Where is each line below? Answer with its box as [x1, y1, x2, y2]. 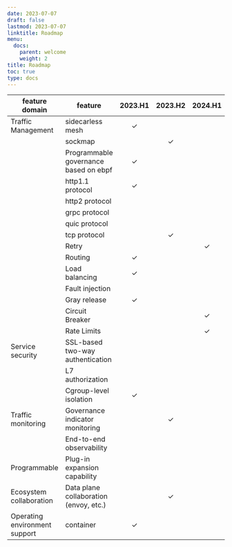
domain [21, 105, 48, 115]
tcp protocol [65, 230, 105, 240]
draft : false [7, 17, 45, 24]
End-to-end [65, 434, 106, 444]
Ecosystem [10, 487, 47, 497]
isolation [65, 395, 93, 404]
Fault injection [65, 284, 111, 294]
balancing [65, 273, 97, 283]
